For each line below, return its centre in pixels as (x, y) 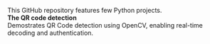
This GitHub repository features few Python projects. (85, 10)
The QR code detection (42, 18)
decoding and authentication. (51, 33)
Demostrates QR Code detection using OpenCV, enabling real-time (105, 25)
